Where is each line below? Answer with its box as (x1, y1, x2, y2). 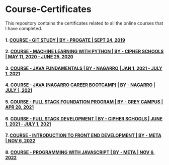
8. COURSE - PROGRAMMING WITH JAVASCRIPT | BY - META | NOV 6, (5, 149, 155, 155)
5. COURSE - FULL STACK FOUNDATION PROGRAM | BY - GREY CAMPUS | (5, 99, 163, 105)
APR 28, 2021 (5, 104, 34, 110)
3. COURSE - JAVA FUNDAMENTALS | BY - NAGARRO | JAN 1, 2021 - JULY (5, 65, 162, 71)
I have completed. (5, 25, 43, 31)
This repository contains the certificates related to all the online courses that (5, 20, 163, 26)
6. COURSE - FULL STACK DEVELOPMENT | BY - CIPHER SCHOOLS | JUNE (5, 115, 162, 121)
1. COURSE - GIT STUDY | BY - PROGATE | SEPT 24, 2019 (5, 37, 126, 43)
